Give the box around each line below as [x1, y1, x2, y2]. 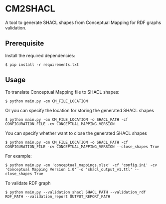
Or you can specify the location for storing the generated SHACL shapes [5, 107, 155, 113]
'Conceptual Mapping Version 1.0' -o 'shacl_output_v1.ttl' [5, 167, 133, 172]
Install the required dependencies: [5, 52, 76, 58]
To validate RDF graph [5, 180, 51, 186]
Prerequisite [5, 39, 44, 48]
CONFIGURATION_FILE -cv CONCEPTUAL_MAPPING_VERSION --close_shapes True [5, 144, 160, 149]
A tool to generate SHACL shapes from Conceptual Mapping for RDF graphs [5, 19, 162, 25]
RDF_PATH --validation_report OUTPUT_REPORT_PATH [5, 194, 111, 199]
